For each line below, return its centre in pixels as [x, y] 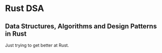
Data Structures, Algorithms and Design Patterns [81, 26]
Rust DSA [25, 8]
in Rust [16, 33]
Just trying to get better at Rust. [37, 45]
